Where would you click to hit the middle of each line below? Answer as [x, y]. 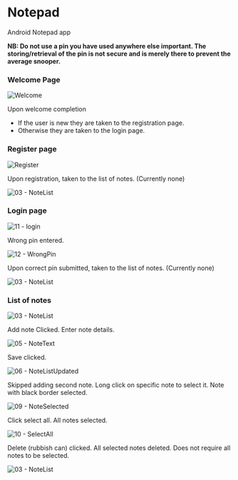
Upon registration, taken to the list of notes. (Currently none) [96, 179]
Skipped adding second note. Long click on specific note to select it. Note [116, 385]
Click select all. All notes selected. [58, 420]
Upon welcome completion [47, 109]
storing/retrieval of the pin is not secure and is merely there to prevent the [119, 54]
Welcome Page [34, 79]
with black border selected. [47, 393]
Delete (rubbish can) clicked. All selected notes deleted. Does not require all [119, 448]
